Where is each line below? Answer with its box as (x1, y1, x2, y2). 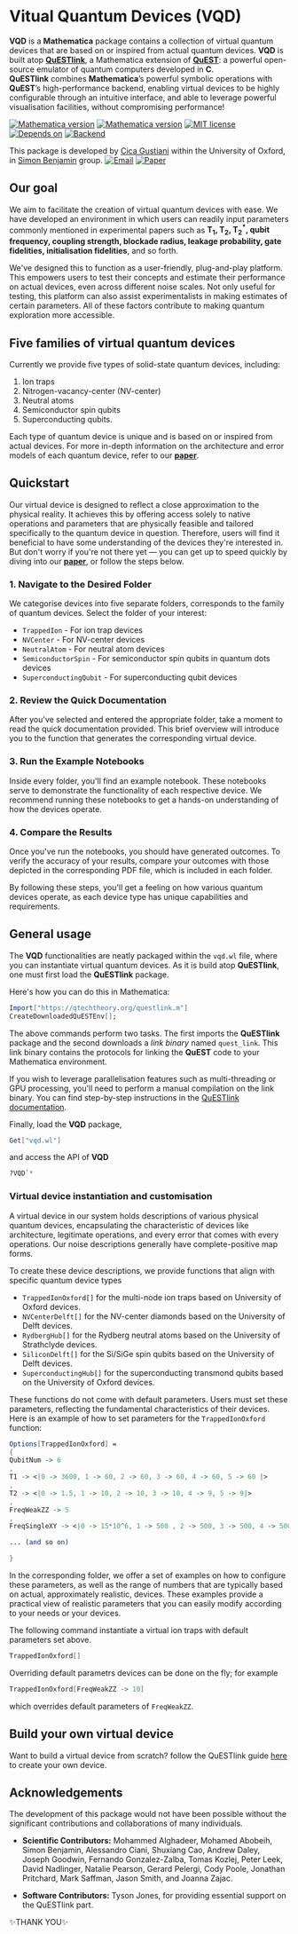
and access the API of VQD (9, 1152, 109, 1163)
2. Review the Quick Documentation (9, 694, 167, 707)
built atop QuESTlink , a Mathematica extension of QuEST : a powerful (9, 54, 263, 65)
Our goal (9, 180, 59, 196)
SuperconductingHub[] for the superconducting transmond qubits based (21, 1367, 284, 1377)
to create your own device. (9, 1759, 107, 1770)
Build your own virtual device (9, 1726, 175, 1741)
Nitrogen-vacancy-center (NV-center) (21, 386, 161, 397)
